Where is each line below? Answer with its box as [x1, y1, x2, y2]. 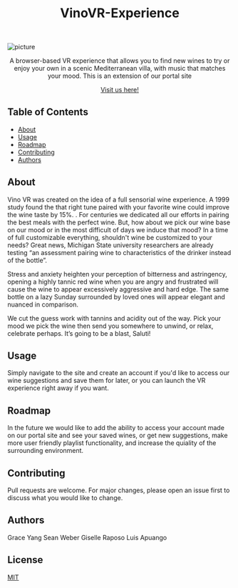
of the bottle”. [7, 256, 48, 264]
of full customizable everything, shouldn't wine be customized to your [7, 233, 212, 241]
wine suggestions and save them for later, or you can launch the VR [7, 377, 206, 385]
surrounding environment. [7, 447, 84, 455]
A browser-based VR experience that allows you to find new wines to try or [9, 56, 230, 65]
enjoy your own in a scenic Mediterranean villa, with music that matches [14, 64, 226, 72]
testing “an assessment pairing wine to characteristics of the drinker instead [7, 248, 232, 256]
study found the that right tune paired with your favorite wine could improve [7, 202, 230, 211]
